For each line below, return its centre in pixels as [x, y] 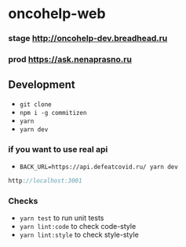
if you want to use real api [58, 149]
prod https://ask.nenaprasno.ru [70, 60]
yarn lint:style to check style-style [79, 235]
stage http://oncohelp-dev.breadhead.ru [88, 39]
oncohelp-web [57, 14]
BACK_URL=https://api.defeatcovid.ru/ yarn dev [98, 167]
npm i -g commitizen [53, 112]
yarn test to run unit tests [62, 218]
